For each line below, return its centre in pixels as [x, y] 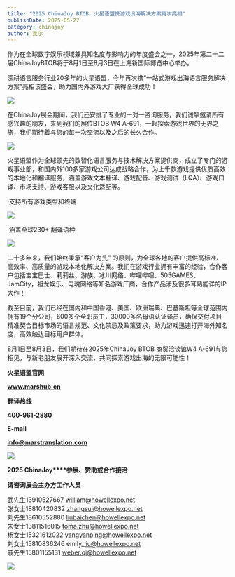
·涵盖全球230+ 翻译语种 [41, 230]
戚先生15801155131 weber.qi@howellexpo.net [72, 552]
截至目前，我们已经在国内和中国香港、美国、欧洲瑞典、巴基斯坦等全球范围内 [117, 308]
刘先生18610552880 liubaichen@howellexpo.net [77, 517]
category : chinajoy [36, 27]
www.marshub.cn [34, 387]
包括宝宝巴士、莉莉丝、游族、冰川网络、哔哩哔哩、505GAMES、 [106, 275]
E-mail [17, 429]
